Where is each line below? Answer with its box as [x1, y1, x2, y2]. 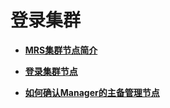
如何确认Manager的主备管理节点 [24, 86, 160, 98]
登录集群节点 [24, 65, 78, 77]
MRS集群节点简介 [24, 44, 98, 56]
